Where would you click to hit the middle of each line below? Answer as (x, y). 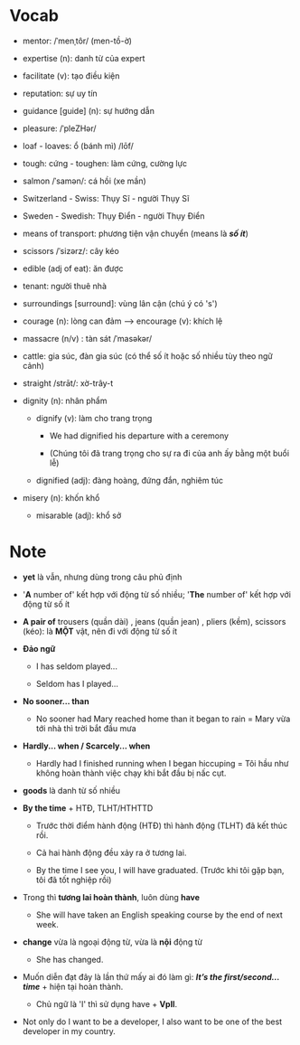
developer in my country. (69, 1031)
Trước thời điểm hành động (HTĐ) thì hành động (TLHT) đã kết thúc (161, 825)
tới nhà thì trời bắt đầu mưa (86, 728)
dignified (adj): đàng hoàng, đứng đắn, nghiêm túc (130, 480)
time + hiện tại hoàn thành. (73, 986)
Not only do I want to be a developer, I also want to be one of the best (152, 1021)
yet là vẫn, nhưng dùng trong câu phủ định (102, 577)
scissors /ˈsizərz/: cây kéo (70, 250)
